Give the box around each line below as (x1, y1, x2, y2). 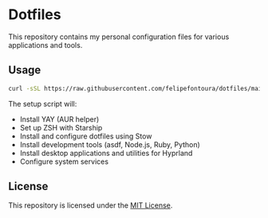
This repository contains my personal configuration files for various (8, 32, 230, 41)
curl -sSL (8, 84, 41, 92)
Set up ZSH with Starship (19, 123, 103, 132)
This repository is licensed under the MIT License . (8, 200, 173, 210)
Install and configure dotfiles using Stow (19, 131, 152, 141)
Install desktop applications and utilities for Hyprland (19, 148, 193, 158)
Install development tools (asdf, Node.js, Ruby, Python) (19, 139, 201, 149)
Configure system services (19, 157, 109, 166)
